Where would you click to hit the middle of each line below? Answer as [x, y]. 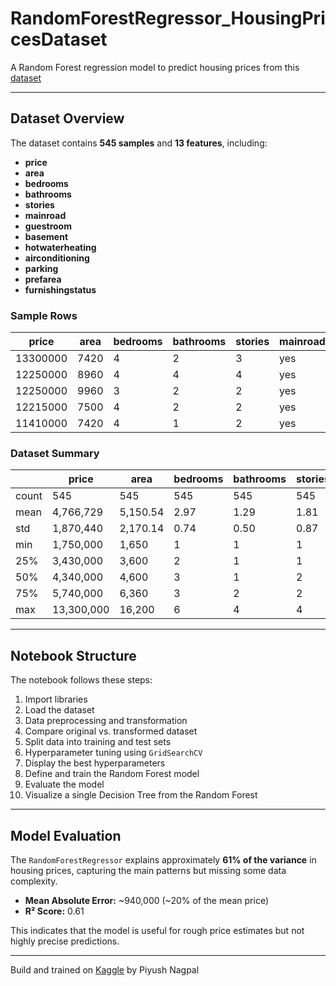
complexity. [34, 881]
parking [41, 268]
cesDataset [59, 39]
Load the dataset [59, 710]
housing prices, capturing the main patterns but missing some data [148, 870]
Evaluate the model [64, 784]
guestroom [48, 226]
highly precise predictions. [65, 941]
